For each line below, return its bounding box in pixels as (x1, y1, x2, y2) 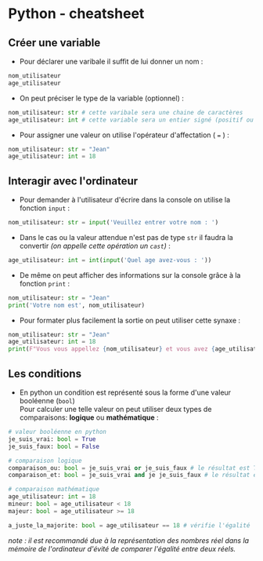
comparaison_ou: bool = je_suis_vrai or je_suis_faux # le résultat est (8, 464, 250, 472)
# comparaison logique (8, 457, 82, 464)
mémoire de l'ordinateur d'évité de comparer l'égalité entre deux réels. (8, 544, 236, 553)
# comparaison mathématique (8, 486, 100, 494)
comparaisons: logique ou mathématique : (19, 413, 159, 422)
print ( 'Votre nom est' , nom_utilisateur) (8, 301, 146, 309)
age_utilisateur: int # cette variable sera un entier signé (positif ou (8, 115, 254, 124)
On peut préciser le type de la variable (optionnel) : (19, 93, 184, 103)
